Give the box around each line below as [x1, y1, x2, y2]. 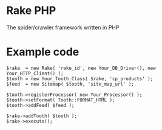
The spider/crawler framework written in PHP [6, 24, 120, 31]
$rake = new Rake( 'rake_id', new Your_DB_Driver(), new [6, 65, 156, 71]
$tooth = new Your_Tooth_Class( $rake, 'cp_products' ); [6, 75, 154, 82]
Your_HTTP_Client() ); [6, 70, 64, 77]
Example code [6, 45, 79, 59]
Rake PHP [6, 4, 56, 18]
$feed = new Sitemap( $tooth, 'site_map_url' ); [6, 81, 135, 87]
